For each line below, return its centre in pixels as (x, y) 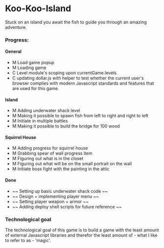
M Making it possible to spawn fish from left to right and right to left (80, 116)
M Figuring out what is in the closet (47, 158)
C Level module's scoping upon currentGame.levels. (65, 73)
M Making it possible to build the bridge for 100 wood (66, 126)
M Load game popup (33, 63)
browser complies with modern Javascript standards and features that (83, 83)
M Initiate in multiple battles (40, 121)
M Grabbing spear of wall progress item (52, 153)
